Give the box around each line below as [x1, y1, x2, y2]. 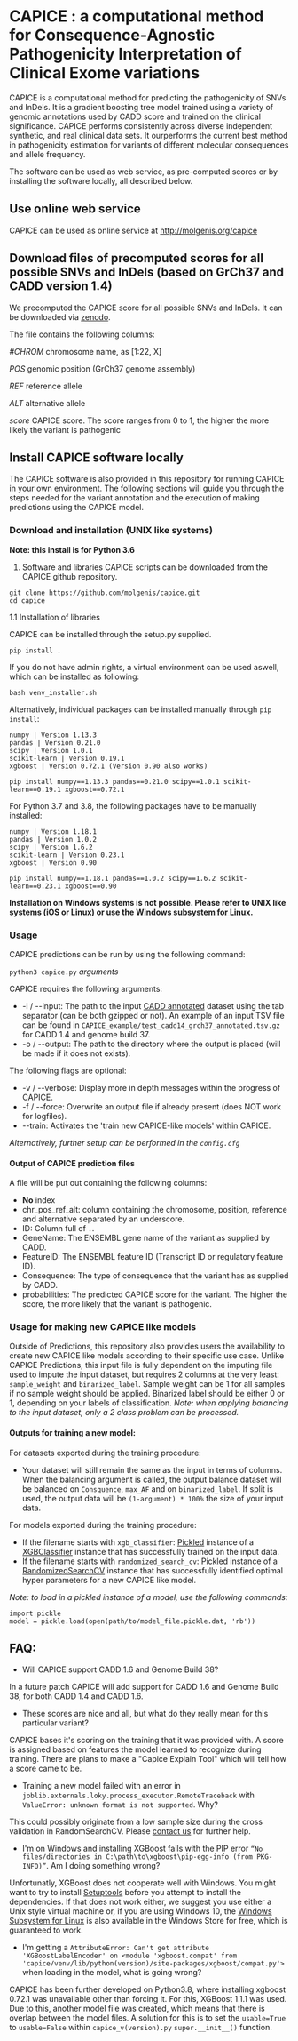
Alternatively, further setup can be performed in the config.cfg [9, 1137, 240, 1148]
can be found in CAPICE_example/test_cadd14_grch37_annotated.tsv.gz [21, 1020, 281, 1030]
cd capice [9, 596, 46, 605]
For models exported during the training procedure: [9, 1519, 197, 1530]
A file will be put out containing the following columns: [9, 1178, 208, 1189]
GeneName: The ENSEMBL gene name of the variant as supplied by [21, 1233, 271, 1244]
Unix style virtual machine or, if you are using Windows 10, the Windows [9, 1906, 272, 1917]
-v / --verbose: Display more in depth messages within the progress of [21, 1082, 281, 1093]
